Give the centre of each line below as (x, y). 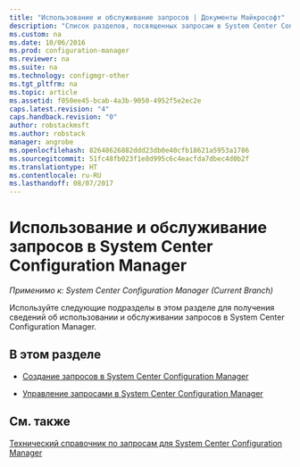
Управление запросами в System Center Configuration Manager (142, 393)
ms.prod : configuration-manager (69, 51)
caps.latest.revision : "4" (59, 109)
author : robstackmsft (50, 126)
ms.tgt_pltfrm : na (43, 84)
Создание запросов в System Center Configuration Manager (135, 376)
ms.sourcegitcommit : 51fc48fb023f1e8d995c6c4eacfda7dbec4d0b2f (129, 158)
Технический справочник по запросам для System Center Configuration (146, 443)
